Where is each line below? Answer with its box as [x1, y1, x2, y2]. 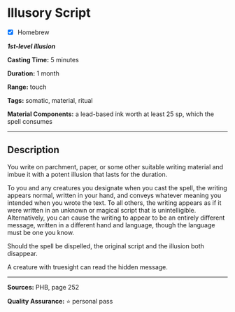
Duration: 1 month [7, 69, 59, 78]
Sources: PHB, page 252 [7, 283, 79, 291]
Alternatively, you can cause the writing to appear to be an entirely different [7, 213, 225, 222]
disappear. [7, 249, 38, 257]
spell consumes [7, 118, 52, 125]
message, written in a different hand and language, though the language [7, 220, 215, 229]
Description [7, 144, 59, 156]
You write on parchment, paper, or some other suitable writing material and [7, 162, 224, 171]
